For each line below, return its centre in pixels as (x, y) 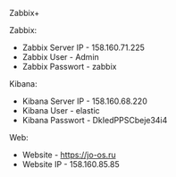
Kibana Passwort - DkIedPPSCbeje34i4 (95, 120)
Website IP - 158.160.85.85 (71, 164)
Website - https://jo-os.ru (69, 155)
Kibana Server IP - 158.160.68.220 (84, 101)
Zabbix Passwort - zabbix (69, 67)
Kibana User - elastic (61, 110)
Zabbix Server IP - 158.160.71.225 (84, 47)
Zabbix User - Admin (61, 57)
